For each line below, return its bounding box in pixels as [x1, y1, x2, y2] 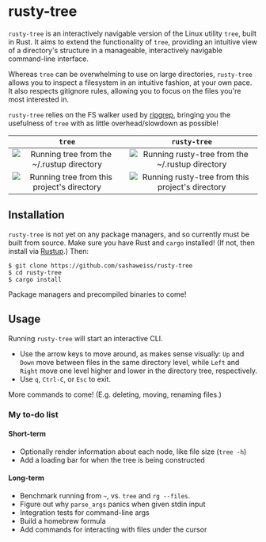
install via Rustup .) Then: [8, 246, 89, 256]
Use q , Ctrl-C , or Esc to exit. [19, 374, 112, 383]
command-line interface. [8, 54, 89, 63]
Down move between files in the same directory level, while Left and [19, 357, 240, 367]
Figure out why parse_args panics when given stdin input [19, 499, 206, 509]
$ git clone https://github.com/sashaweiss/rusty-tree [8, 261, 193, 270]
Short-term [8, 429, 46, 439]
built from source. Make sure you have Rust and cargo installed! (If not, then [8, 237, 256, 248]
